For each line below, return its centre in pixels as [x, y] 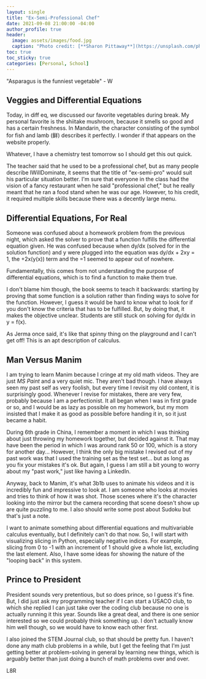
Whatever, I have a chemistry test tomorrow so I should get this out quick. [99, 154]
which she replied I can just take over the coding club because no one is [97, 607]
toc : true [19, 52]
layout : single [26, 12]
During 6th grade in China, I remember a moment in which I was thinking [98, 432]
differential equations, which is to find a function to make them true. [92, 278]
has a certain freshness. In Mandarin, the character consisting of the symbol [103, 128]
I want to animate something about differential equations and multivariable [100, 528]
